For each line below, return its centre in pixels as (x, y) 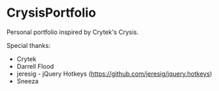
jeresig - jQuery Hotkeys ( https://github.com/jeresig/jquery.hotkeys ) (114, 74)
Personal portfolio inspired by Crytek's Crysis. (73, 32)
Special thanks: (29, 45)
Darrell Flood (35, 66)
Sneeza (28, 81)
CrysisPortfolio (51, 13)
